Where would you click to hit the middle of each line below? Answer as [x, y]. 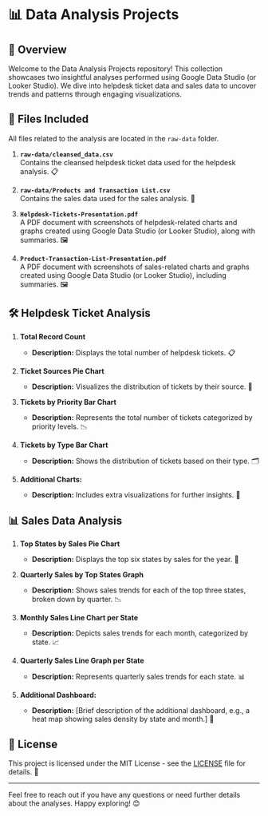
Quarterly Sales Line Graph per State [82, 661]
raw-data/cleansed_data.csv [66, 154]
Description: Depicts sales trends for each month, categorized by [140, 633]
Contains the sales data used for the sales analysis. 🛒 [107, 198]
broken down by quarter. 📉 [77, 600]
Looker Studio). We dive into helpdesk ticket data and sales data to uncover [132, 85]
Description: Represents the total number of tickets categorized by [142, 417]
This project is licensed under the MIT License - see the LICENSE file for [127, 763]
